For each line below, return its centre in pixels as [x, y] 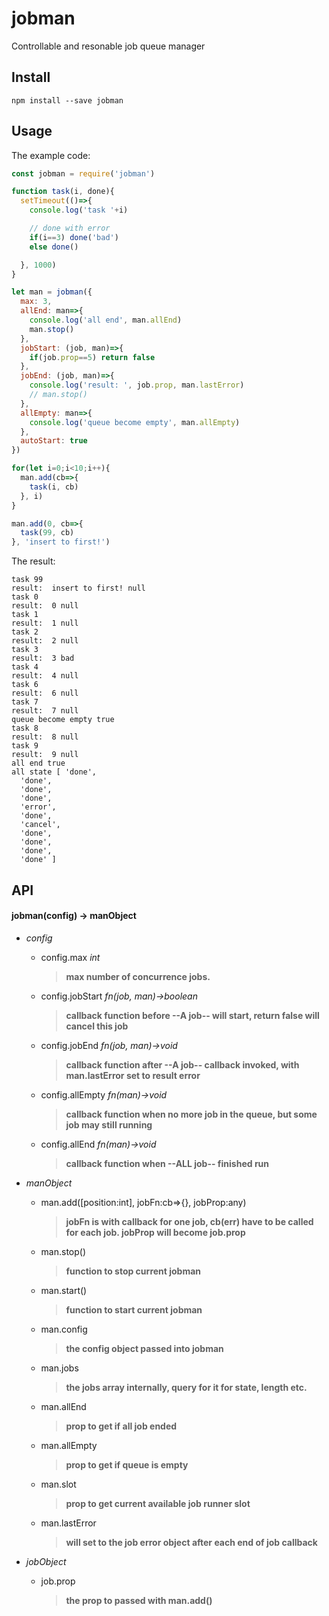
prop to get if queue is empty [127, 1464]
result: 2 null [45, 641]
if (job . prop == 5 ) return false [92, 357]
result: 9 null [45, 755]
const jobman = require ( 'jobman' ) [83, 173]
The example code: [51, 155]
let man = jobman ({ [52, 292]
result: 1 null [45, 623]
